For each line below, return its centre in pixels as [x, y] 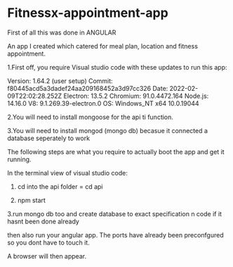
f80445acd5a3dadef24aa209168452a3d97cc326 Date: [88, 88]
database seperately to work [48, 138]
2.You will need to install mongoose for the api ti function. [91, 117]
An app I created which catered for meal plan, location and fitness [103, 46]
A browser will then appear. [47, 256]
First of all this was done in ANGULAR [62, 32]
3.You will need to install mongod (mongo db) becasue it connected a [108, 130]
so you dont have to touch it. [48, 242]
